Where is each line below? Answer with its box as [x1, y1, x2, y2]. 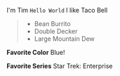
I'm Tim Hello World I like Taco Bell [6, 6, 108, 14]
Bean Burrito [34, 20, 71, 27]
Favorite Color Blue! [6, 49, 65, 56]
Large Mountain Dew [34, 34, 95, 43]
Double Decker [34, 27, 78, 35]
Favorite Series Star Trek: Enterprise [6, 62, 113, 70]
